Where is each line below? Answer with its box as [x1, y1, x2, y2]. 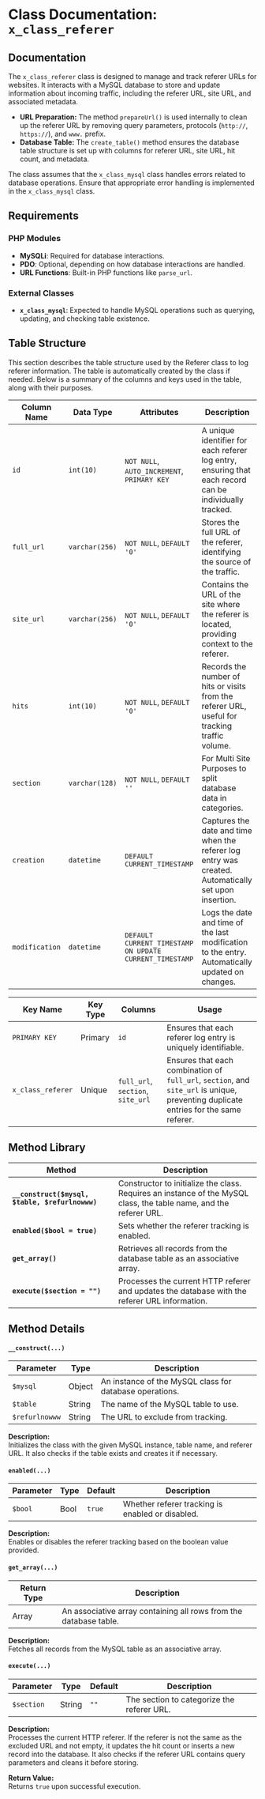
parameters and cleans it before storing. [8, 1757, 139, 1767]
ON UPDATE [125, 946, 162, 956]
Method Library [8, 1141, 86, 1155]
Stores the [201, 516, 240, 527]
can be [201, 484, 227, 495]
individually [201, 494, 244, 505]
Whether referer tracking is [122, 1499, 223, 1510]
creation [12, 855, 45, 865]
